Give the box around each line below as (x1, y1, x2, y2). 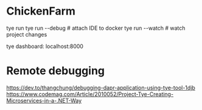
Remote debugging (6, 64, 105, 78)
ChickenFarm (6, 4, 76, 18)
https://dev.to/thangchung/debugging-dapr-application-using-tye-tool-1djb (6, 84, 196, 91)
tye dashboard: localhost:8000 (6, 43, 84, 50)
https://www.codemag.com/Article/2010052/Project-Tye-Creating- (6, 90, 174, 98)
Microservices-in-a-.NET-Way (6, 97, 82, 104)
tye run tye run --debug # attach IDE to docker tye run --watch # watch (6, 24, 186, 32)
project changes (6, 30, 47, 38)
